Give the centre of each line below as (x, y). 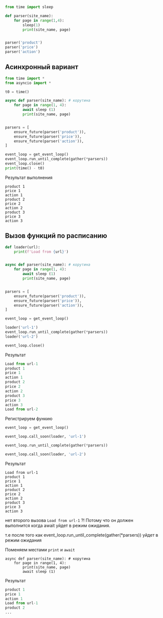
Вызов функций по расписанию (56, 236)
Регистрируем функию (29, 419)
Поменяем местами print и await (40, 549)
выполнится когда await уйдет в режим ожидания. (58, 525)
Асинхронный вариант (42, 67)
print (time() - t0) (25, 168)
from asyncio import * (28, 83)
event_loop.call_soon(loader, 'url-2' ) (46, 454)
